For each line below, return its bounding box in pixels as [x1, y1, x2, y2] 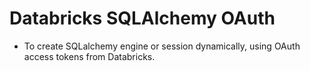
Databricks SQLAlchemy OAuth [9, 7, 276, 30]
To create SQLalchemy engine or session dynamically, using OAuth [23, 40, 301, 52]
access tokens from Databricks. [23, 50, 156, 62]
